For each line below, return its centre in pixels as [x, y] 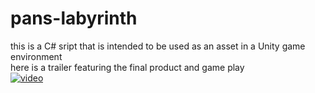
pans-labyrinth [74, 18]
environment [36, 56]
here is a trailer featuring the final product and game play [127, 67]
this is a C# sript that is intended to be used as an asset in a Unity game [158, 46]
